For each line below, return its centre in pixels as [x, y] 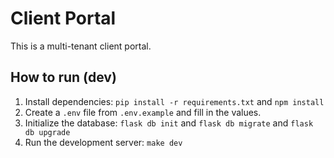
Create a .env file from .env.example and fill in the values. [143, 112]
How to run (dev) [63, 77]
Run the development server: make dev [103, 142]
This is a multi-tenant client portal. [81, 46]
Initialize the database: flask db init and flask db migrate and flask [169, 123]
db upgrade [47, 132]
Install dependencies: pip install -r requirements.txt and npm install [174, 101]
